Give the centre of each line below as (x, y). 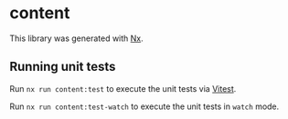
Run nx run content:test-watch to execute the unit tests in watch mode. (144, 106)
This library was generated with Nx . (76, 38)
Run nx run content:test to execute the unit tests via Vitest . (123, 88)
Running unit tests (63, 67)
